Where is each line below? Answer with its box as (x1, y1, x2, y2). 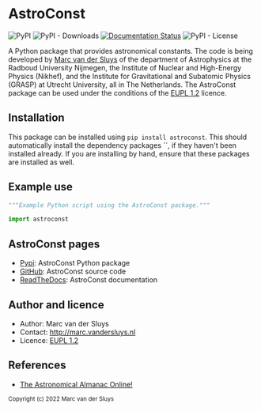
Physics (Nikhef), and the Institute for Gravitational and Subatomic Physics (8, 71, 252, 81)
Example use (8, 180, 74, 194)
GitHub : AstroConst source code (19, 266, 127, 277)
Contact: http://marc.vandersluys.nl (19, 327, 136, 337)
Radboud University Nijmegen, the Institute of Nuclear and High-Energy (8, 62, 242, 72)
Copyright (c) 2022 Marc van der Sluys (8, 394, 115, 403)
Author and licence (8, 298, 104, 311)
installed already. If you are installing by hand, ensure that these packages (8, 149, 251, 158)
